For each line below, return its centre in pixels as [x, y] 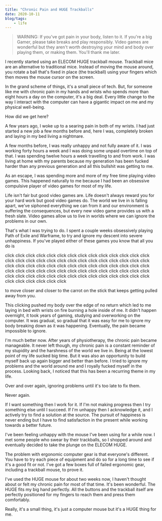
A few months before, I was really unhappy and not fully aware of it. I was [78, 146]
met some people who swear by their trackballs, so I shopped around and [78, 440]
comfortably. [18, 500]
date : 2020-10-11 [22, 14]
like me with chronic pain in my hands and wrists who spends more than [77, 92]
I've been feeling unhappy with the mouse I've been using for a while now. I [80, 435]
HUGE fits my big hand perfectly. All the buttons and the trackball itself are [79, 489]
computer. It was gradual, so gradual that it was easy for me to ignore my [78, 321]
